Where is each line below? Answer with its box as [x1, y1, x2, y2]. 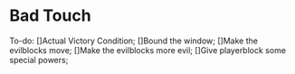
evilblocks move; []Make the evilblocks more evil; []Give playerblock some [9, 44, 287, 55]
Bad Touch [9, 5, 92, 26]
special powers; [9, 54, 69, 65]
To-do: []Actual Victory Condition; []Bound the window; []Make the [9, 35, 258, 46]
